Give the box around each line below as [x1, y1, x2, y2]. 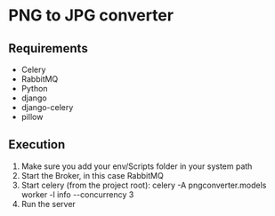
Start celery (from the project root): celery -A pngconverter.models [20, 180, 267, 190]
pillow [20, 112, 44, 122]
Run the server [20, 198, 77, 209]
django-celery [20, 102, 74, 112]
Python [20, 84, 48, 93]
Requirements [8, 41, 88, 56]
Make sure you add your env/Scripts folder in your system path [20, 161, 253, 172]
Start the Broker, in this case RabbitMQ [20, 170, 164, 180]
